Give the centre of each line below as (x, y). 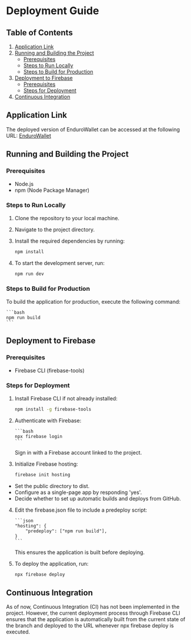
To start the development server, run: (59, 263)
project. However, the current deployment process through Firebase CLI (93, 613)
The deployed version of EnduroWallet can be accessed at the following (93, 129)
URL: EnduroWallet (29, 135)
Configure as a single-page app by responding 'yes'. (78, 492)
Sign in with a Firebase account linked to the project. (78, 452)
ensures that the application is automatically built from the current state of (96, 619)
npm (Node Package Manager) (52, 190)
